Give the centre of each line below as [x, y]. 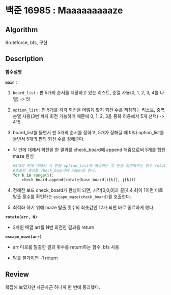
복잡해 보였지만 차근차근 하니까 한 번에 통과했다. [53, 287]
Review [17, 274]
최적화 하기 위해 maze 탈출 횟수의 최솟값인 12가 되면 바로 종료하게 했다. [83, 208]
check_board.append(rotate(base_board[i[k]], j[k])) [79, 180]
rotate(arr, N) [21, 217]
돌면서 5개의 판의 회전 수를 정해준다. [49, 139]
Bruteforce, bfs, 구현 [26, 42]
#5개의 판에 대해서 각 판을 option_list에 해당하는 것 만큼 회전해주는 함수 [82, 166]
